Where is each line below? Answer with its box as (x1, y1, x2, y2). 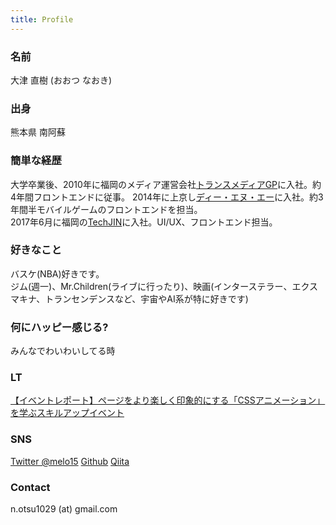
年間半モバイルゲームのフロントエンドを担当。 (10, 203, 203, 215)
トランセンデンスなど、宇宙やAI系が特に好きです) (44, 292, 249, 305)
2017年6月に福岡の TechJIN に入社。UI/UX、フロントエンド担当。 (10, 216, 278, 228)
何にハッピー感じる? (10, 320, 109, 334)
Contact (10, 480, 51, 494)
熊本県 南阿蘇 (10, 126, 66, 138)
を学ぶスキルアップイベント (10, 407, 125, 419)
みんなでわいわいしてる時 (10, 345, 116, 357)
